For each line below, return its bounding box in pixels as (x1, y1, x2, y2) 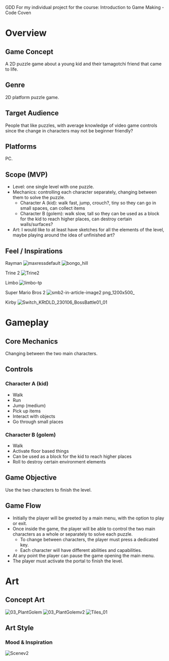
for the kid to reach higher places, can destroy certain (20, 216, 132, 222)
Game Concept (5, 48, 53, 56)
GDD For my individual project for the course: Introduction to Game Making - (5, 5, 164, 10)
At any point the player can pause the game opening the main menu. (12, 552, 155, 558)
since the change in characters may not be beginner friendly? (5, 127, 133, 133)
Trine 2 (5, 270, 20, 276)
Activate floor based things (12, 448, 69, 454)
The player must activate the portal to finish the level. (12, 558, 124, 564)
